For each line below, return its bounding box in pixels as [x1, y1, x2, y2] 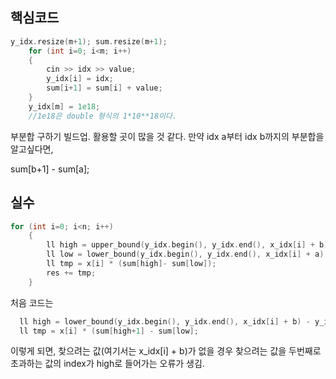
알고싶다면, [10, 143, 54, 155]
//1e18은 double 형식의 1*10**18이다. [28, 111, 178, 121]
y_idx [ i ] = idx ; [46, 74, 114, 84]
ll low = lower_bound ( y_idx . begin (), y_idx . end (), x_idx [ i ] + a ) [46, 249, 325, 260]
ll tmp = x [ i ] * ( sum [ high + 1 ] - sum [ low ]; [19, 326, 199, 336]
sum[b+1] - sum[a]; [10, 163, 90, 175]
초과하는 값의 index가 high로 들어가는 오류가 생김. [10, 358, 205, 370]
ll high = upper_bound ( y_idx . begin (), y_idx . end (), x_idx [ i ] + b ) [46, 240, 329, 250]
